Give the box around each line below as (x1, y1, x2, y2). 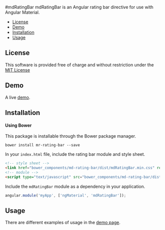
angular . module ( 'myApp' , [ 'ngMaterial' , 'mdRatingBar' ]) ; (5, 193, 126, 198)
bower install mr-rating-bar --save (5, 143, 80, 148)
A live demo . (5, 94, 30, 100)
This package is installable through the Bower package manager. (5, 133, 137, 139)
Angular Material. (5, 9, 40, 15)
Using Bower (5, 122, 32, 128)
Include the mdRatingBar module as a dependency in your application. (5, 183, 145, 189)
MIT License (5, 67, 30, 73)
